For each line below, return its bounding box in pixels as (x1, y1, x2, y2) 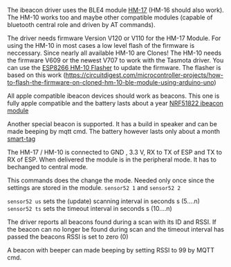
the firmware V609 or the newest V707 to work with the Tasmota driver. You (7, 56, 224, 64)
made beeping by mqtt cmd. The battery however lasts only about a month (7, 128, 220, 135)
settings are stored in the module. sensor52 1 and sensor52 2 (7, 184, 181, 191)
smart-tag (7, 135, 36, 143)
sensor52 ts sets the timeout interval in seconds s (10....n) (7, 205, 173, 212)
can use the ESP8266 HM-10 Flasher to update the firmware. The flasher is (7, 64, 221, 71)
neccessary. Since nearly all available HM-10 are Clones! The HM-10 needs (7, 49, 222, 57)
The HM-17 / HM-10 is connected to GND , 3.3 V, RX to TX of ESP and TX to (7, 148, 223, 156)
